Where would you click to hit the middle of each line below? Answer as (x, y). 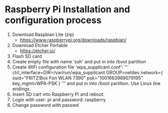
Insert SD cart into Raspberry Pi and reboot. (58, 94)
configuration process (53, 20)
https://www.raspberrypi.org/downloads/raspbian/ (73, 40)
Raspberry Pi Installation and (67, 9)
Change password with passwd (45, 105)
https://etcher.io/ (38, 51)
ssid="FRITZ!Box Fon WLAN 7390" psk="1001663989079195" (78, 78)
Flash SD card (27, 56)
